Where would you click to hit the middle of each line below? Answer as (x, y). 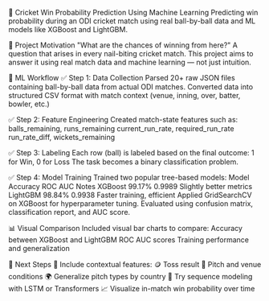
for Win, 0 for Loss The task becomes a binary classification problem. (123, 162)
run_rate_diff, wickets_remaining (62, 137)
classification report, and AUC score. (69, 212)
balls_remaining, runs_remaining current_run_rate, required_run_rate (121, 128)
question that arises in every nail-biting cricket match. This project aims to (131, 54)
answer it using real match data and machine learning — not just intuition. (130, 62)
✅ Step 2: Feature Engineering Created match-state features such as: (123, 120)
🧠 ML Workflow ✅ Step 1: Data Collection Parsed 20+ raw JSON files (122, 78)
